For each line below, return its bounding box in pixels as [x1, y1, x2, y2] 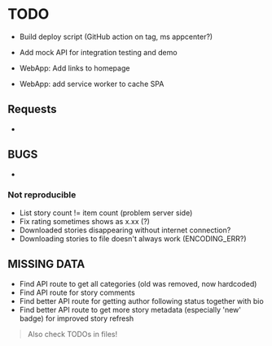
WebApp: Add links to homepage [19, 63, 130, 73]
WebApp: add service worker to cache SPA [19, 79, 165, 89]
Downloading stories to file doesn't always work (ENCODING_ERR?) [19, 233, 247, 244]
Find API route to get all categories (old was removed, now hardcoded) [19, 279, 257, 288]
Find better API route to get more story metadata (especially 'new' [19, 305, 242, 314]
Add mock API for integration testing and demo [19, 47, 178, 57]
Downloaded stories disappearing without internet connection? [19, 225, 231, 235]
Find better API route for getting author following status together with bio [19, 296, 264, 305]
